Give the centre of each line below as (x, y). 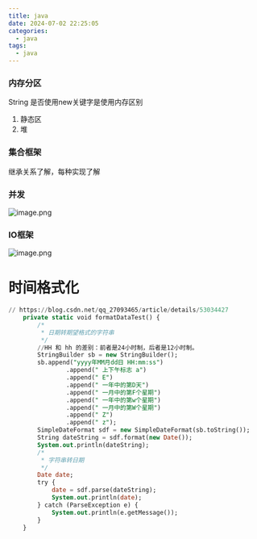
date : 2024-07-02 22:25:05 (54, 23)
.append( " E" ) (89, 378)
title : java (28, 16)
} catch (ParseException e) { (88, 505)
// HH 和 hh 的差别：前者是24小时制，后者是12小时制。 (118, 348)
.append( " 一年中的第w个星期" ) (113, 400)
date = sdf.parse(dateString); (104, 490)
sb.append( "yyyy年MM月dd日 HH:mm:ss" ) (100, 363)
